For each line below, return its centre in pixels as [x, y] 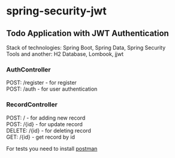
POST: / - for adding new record [46, 118]
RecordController [32, 105]
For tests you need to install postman [52, 148]
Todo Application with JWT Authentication [87, 33]
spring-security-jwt [56, 11]
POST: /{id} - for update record [44, 124]
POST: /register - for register [41, 83]
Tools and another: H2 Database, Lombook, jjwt [65, 54]
